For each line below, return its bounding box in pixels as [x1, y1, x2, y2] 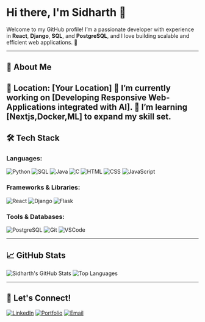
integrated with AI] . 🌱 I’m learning [57, 102, 188, 112]
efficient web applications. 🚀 [6, 38, 78, 46]
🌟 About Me [6, 62, 52, 73]
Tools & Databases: [6, 212, 65, 221]
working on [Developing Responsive [6, 92, 147, 102]
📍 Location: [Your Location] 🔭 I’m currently [6, 82, 171, 93]
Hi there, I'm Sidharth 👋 [6, 5, 126, 20]
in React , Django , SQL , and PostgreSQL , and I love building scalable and [6, 32, 190, 39]
